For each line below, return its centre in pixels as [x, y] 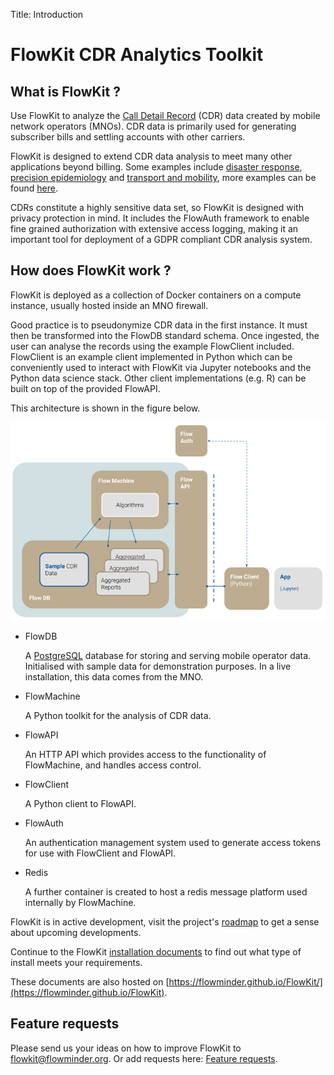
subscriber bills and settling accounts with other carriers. [128, 137]
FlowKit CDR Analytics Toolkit [137, 55]
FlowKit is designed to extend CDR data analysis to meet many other [151, 156]
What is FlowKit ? [65, 91]
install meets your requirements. [76, 963]
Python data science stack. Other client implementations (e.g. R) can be [158, 378]
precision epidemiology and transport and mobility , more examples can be [163, 177]
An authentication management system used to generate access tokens [173, 843]
